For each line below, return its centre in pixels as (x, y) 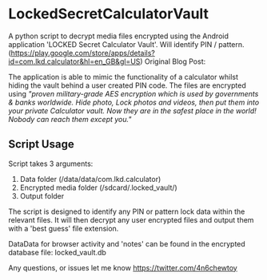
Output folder (42, 195)
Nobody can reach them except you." (70, 119)
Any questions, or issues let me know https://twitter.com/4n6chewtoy (123, 267)
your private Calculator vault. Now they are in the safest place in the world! (133, 110)
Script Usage (41, 144)
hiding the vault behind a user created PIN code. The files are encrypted (127, 85)
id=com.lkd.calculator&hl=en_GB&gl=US (74, 61)
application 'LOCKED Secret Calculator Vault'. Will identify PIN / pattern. (127, 44)
